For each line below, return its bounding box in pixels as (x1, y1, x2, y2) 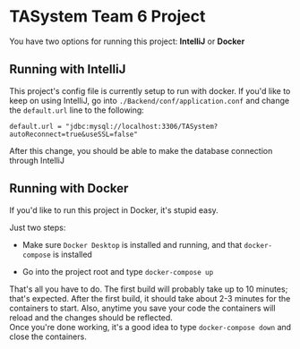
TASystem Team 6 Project (9, 6, 206, 27)
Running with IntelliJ (9, 62, 126, 77)
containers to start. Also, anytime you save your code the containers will (9, 302, 276, 313)
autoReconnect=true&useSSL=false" (9, 130, 139, 139)
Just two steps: (9, 222, 66, 233)
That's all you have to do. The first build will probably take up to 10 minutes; (9, 284, 288, 294)
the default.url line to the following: (9, 105, 145, 115)
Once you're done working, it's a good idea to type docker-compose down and (9, 321, 292, 332)
